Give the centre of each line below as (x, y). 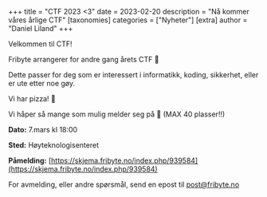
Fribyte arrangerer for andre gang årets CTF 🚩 (84, 59)
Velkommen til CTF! (41, 44)
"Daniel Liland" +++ (41, 28)
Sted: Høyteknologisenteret (54, 145)
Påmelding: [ (30, 160)
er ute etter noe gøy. (42, 83)
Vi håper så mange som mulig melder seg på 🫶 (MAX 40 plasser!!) (117, 114)
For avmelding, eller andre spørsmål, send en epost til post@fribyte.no (124, 184)
